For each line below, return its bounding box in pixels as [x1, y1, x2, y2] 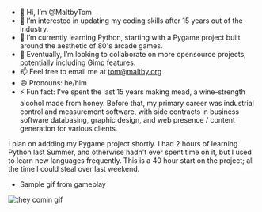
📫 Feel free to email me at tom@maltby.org [19, 67, 162, 76]
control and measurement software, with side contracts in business [19, 107, 240, 116]
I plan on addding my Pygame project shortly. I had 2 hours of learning [8, 139, 238, 148]
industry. [19, 25, 49, 33]
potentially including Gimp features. [19, 58, 136, 67]
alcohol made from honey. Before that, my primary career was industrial [19, 99, 255, 108]
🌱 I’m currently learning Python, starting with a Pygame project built [19, 32, 241, 42]
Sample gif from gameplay [19, 180, 107, 189]
